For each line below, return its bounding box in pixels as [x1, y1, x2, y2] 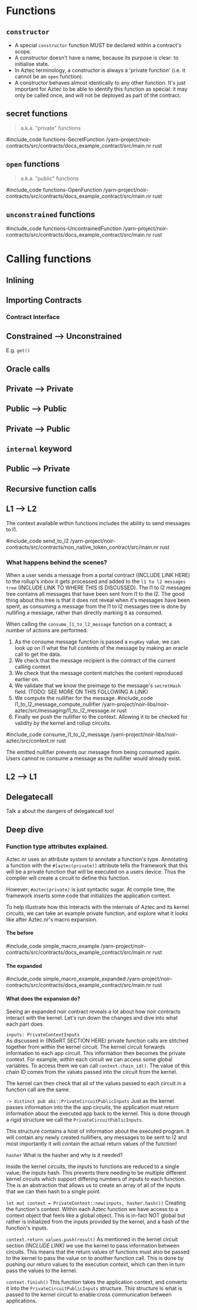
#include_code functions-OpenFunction [6, 186, 103, 193]
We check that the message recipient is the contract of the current [14, 656, 176, 664]
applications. [6, 1297, 37, 1305]
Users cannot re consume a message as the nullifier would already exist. [6, 755, 182, 762]
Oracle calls [6, 364, 51, 374]
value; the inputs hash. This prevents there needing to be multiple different [6, 1169, 186, 1176]
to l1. [6, 526, 18, 533]
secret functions [6, 109, 68, 119]
